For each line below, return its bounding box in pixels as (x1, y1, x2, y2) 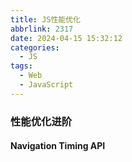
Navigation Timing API (10, 140, 106, 152)
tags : (10, 61, 33, 71)
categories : (10, 42, 60, 53)
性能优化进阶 (10, 114, 73, 128)
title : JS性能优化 (10, 14, 82, 25)
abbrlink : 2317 (10, 24, 74, 34)
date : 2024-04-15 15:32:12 (10, 33, 123, 43)
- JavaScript (19, 80, 74, 90)
